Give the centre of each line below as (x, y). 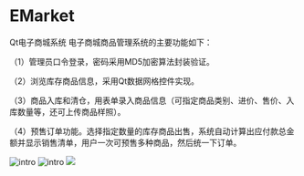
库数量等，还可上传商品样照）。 (68, 111)
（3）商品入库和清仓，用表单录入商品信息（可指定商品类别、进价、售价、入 (152, 100)
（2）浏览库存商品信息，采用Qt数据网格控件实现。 (104, 81)
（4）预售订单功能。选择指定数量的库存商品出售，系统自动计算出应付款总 (148, 131)
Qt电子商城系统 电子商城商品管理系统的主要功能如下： (111, 42)
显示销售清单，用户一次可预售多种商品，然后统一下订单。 (133, 142)
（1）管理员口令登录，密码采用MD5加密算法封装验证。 (112, 61)
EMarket (42, 16)
